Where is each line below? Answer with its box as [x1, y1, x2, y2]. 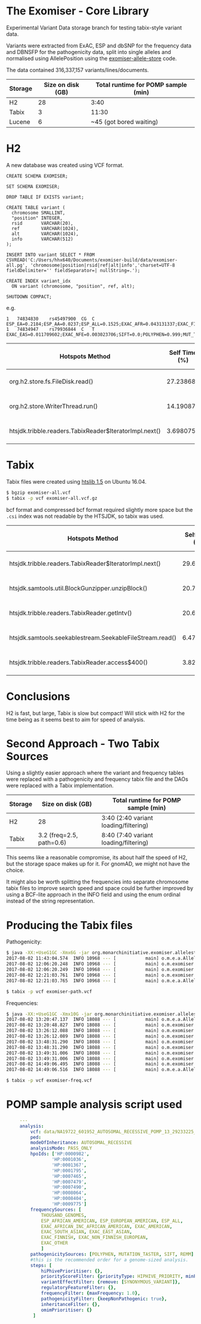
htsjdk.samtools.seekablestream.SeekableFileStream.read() [9, 634, 176, 642]
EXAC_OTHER [41, 1240, 68, 1246]
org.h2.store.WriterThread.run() [9, 402, 98, 410]
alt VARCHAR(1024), [11, 231, 79, 237]
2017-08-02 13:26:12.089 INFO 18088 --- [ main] [6, 1033, 160, 1039]
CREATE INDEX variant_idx [6, 278, 71, 284]
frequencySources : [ [30, 1207, 82, 1213]
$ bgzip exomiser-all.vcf [6, 490, 71, 496]
